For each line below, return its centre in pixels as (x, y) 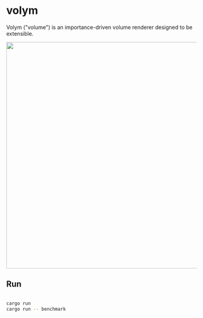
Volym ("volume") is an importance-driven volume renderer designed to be (99, 27)
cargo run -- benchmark (36, 309)
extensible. (20, 33)
